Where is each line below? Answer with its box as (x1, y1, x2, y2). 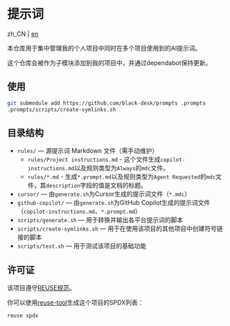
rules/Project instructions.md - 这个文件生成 (27, 155, 161, 163)
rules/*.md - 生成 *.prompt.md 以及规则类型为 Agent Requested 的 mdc (27, 172, 216, 181)
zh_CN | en (7, 29, 39, 38)
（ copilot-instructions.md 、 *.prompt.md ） (17, 207, 142, 215)
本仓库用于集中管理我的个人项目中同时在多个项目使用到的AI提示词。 (7, 44, 202, 52)
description (46, 183, 81, 190)
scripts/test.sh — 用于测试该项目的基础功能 (17, 242, 147, 250)
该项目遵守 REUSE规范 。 (7, 284, 76, 292)
